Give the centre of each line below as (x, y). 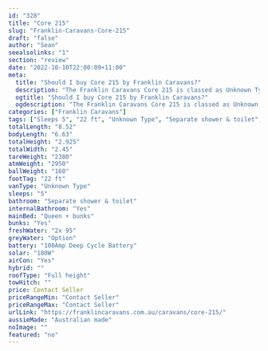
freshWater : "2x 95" (43, 231)
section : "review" (39, 61)
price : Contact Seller (46, 290)
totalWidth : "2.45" (41, 149)
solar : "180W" (32, 253)
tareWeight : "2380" (41, 156)
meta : (17, 75)
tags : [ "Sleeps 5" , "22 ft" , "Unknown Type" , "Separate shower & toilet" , (135, 120)
